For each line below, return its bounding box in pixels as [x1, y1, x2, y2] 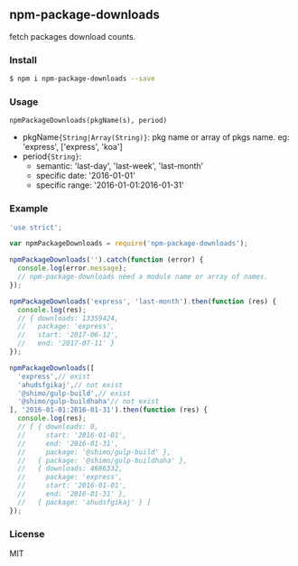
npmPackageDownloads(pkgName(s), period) [9, 116, 168, 125]
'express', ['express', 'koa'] [22, 142, 124, 153]
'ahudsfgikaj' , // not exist [17, 380, 124, 389]
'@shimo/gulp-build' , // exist [17, 388, 131, 398]
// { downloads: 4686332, [17, 464, 124, 473]
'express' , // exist [17, 372, 91, 381]
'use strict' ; [9, 223, 63, 232]
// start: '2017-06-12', [17, 330, 119, 339]
